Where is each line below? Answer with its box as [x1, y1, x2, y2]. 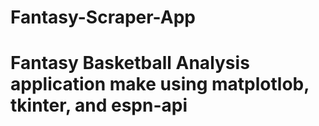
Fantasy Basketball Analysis [10, 52, 250, 75]
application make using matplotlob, [10, 73, 310, 96]
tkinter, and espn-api [10, 94, 188, 117]
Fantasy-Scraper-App [10, 6, 196, 29]
